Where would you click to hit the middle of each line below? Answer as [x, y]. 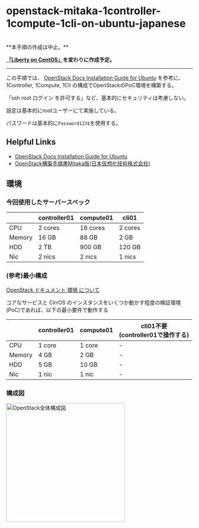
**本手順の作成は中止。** [38, 47]
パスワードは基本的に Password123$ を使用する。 [64, 123]
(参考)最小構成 [27, 276]
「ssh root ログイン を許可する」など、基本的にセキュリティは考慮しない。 [98, 98]
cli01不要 [154, 326]
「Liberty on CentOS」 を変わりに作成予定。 [61, 59]
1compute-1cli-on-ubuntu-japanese [96, 23]
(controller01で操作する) [154, 335]
